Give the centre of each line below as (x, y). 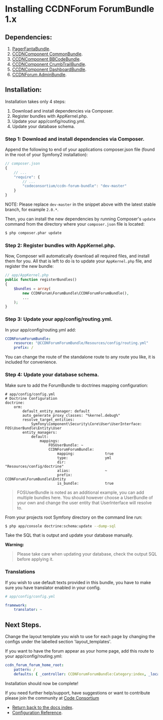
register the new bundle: (30, 266)
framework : (16, 605)
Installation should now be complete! (42, 683)
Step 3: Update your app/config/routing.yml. (59, 319)
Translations (20, 572)
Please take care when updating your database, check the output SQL (87, 554)
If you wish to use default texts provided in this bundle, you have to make (78, 582)
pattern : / (25, 670)
